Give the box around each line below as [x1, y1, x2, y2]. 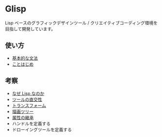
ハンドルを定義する [12, 121, 51, 126]
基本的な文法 [12, 55, 38, 61]
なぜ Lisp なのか [12, 90, 45, 96]
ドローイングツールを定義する [12, 126, 72, 132]
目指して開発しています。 [5, 26, 56, 32]
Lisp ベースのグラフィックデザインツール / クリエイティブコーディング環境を [5, 20, 158, 26]
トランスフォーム [12, 102, 47, 108]
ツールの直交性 [12, 96, 42, 102]
